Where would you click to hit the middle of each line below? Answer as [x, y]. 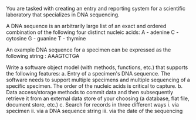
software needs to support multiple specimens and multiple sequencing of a [98, 80]
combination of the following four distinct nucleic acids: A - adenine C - [92, 32]
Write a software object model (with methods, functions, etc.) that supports [97, 67]
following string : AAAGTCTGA [43, 56]
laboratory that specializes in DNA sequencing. [63, 15]
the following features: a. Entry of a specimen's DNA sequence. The [88, 73]
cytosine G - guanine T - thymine [46, 38]
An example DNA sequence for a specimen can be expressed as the [89, 50]
